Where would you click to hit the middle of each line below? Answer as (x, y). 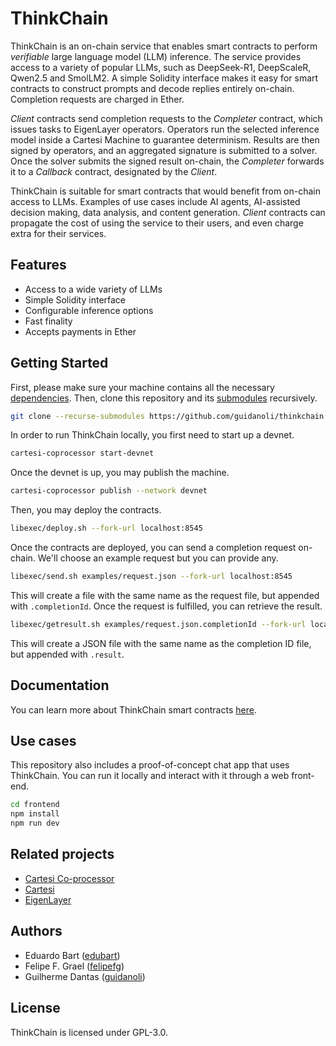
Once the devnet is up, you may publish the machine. (120, 473)
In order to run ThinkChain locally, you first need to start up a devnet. (152, 435)
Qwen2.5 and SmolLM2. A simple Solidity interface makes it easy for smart (164, 78)
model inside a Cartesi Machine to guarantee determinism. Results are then (165, 139)
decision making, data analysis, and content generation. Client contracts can (168, 212)
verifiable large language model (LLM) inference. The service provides (156, 56)
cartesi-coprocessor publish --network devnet (109, 491)
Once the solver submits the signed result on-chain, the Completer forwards (167, 161)
